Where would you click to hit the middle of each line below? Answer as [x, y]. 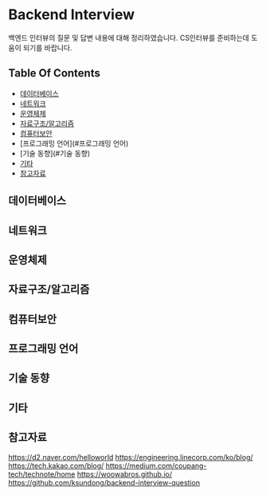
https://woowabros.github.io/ [125, 474]
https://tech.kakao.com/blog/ [56, 466]
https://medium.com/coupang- [156, 466]
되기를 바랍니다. [47, 47]
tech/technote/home [42, 474]
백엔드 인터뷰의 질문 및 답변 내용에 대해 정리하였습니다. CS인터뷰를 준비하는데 [129, 37]
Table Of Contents [55, 73]
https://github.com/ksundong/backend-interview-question [104, 482]
